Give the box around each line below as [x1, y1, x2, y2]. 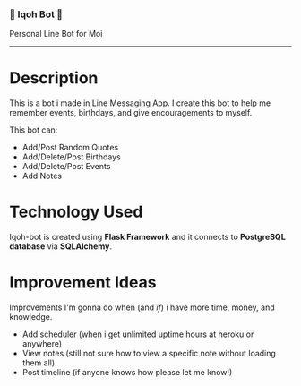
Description [9, 68, 99, 89]
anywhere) [21, 339, 63, 349]
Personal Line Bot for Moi [9, 29, 103, 39]
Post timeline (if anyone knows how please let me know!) [21, 367, 233, 378]
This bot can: [9, 124, 58, 135]
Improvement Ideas [9, 272, 157, 293]
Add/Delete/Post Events [21, 161, 111, 172]
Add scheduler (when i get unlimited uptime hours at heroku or [21, 329, 254, 339]
